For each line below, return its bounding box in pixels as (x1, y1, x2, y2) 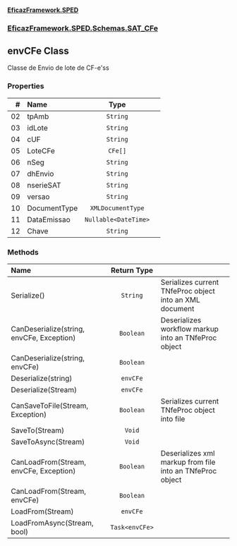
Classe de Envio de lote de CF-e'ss (7, 63, 109, 72)
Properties (7, 81, 44, 91)
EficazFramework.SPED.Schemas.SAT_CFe (7, 23, 159, 33)
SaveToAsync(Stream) (11, 437, 85, 447)
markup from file (160, 457, 216, 467)
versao (27, 191, 50, 201)
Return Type (110, 265, 154, 275)
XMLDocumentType (90, 204, 145, 212)
